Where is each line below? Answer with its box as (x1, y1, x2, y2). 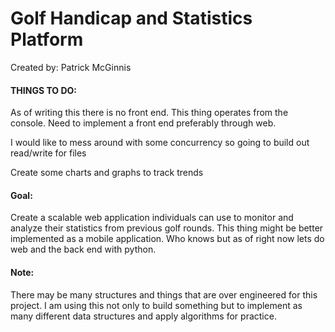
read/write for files (10, 147, 87, 159)
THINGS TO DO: (10, 84, 77, 96)
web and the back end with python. (10, 243, 157, 256)
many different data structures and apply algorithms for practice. (10, 310, 277, 322)
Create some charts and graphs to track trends (10, 167, 204, 179)
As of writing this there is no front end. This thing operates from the (10, 107, 289, 119)
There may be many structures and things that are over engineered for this (10, 288, 318, 301)
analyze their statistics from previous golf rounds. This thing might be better (10, 222, 324, 234)
